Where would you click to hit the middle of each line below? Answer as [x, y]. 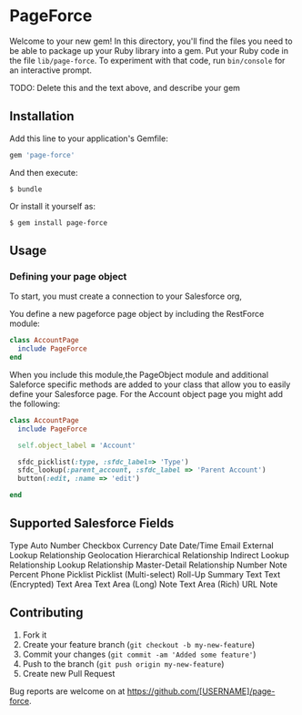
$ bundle [26, 189]
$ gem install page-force [58, 223]
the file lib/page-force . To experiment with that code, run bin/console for [147, 60]
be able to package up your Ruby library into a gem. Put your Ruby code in [149, 50]
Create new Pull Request [69, 673]
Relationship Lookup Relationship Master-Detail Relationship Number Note [149, 565]
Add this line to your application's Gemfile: [89, 138]
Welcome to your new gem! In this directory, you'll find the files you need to [151, 41]
